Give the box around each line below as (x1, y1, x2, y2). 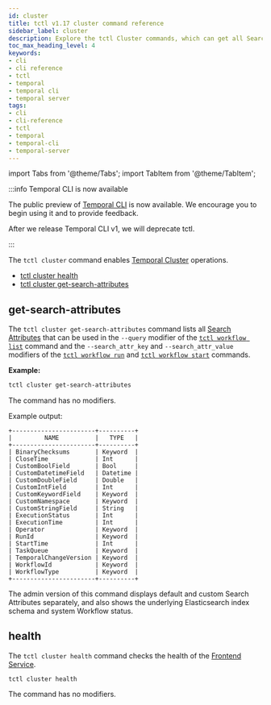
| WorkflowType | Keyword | (8, 568, 139, 576)
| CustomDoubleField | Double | (8, 476, 139, 484)
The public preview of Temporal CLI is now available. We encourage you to (8, 200, 257, 209)
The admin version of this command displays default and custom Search (8, 589, 249, 599)
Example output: (8, 412, 63, 421)
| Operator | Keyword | (8, 525, 139, 534)
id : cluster (8, 11, 48, 20)
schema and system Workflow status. (8, 606, 133, 616)
